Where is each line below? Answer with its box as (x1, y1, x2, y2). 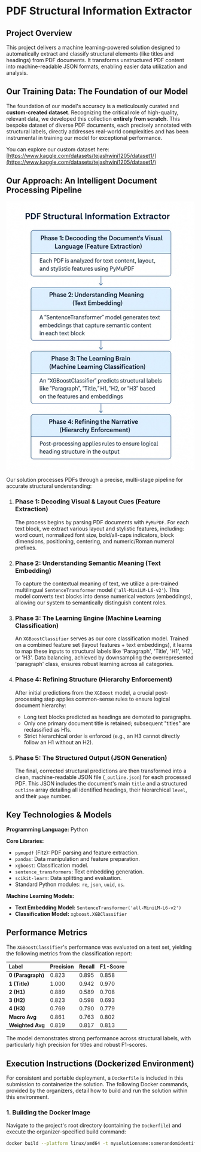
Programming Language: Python (6, 826, 89, 833)
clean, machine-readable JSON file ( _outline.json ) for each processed (14, 773, 191, 781)
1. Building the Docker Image (6, 1108, 91, 1117)
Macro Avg (8, 1013, 37, 1020)
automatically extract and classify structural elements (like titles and (6, 50, 174, 57)
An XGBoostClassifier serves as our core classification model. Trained (14, 635, 189, 642)
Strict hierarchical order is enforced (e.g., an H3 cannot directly (23, 732, 181, 740)
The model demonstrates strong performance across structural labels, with (6, 1035, 191, 1042)
